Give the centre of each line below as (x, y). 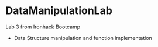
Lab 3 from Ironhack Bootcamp (43, 27)
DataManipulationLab (59, 11)
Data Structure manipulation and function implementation (83, 38)
